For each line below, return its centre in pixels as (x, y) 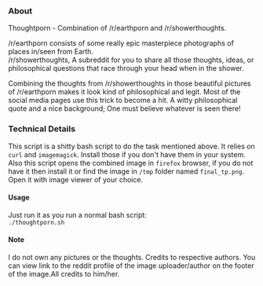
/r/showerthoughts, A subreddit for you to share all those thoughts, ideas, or (131, 60)
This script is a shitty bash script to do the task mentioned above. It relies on (131, 146)
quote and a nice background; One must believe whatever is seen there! (124, 108)
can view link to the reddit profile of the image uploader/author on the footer (131, 266)
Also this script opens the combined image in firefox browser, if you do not (131, 163)
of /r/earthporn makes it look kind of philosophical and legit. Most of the (124, 92)
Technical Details (42, 129)
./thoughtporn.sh (37, 222)
